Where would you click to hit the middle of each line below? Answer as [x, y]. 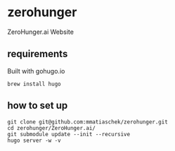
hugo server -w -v [34, 140]
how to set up [38, 105]
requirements [38, 54]
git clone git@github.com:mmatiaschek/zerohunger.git [88, 122]
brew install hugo [34, 84]
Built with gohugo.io [36, 71]
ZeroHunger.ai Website [40, 32]
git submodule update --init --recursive [69, 134]
